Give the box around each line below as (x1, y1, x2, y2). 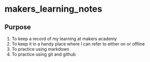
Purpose (4, 23, 31, 31)
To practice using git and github (11, 51, 76, 57)
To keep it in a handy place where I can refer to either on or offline (11, 41, 145, 47)
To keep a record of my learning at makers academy (11, 36, 117, 41)
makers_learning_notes (4, 3, 103, 15)
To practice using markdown (11, 46, 69, 52)
